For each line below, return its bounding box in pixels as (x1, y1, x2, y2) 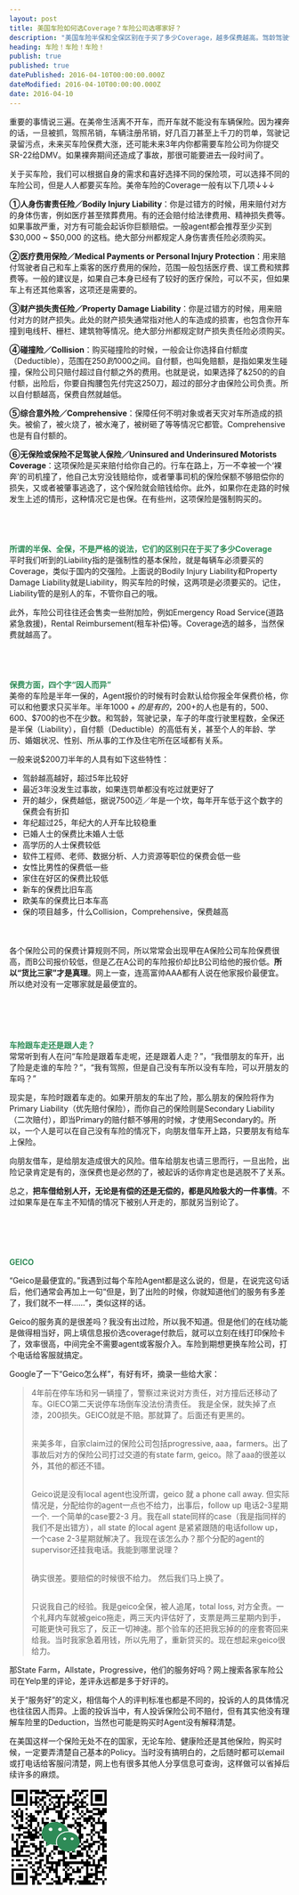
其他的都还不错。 (46, 1460, 109, 1470)
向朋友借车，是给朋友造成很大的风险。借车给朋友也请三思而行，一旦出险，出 (9, 1155, 290, 1166)
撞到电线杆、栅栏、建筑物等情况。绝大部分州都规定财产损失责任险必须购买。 (9, 325, 290, 336)
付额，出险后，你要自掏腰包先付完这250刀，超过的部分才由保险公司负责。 (9, 377, 281, 388)
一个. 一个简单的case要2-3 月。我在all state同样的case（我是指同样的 (30, 1510, 287, 1521)
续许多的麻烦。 (9, 1769, 64, 1779)
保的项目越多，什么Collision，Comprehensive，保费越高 (21, 906, 229, 917)
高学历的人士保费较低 (21, 839, 101, 850)
